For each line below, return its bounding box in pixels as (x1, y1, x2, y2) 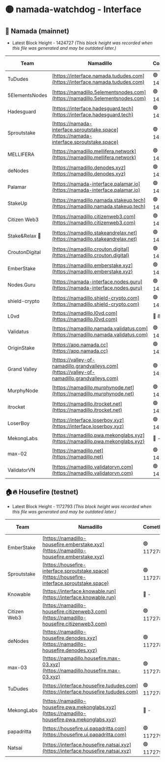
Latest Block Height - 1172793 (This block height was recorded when (12, 503, 152, 509)
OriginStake (7, 344, 35, 351)
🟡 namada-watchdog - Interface (5, 4, 141, 15)
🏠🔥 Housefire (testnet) (5, 488, 79, 496)
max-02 (7, 450, 27, 457)
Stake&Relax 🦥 (7, 232, 41, 239)
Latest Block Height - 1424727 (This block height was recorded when (12, 40, 153, 46)
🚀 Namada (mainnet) (5, 27, 70, 35)
